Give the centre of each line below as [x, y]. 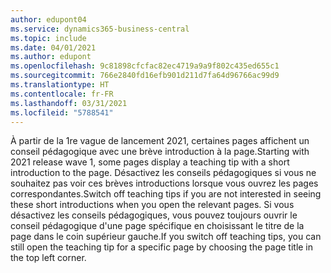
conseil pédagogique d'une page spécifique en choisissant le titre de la [157, 226]
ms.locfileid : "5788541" [62, 112]
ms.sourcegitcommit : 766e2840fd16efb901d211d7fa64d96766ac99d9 [145, 76]
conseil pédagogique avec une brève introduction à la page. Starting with [160, 152]
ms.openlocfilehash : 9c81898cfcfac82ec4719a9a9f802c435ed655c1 [145, 66]
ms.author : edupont [51, 57]
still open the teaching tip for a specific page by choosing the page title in [162, 247]
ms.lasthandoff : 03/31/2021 [69, 103]
